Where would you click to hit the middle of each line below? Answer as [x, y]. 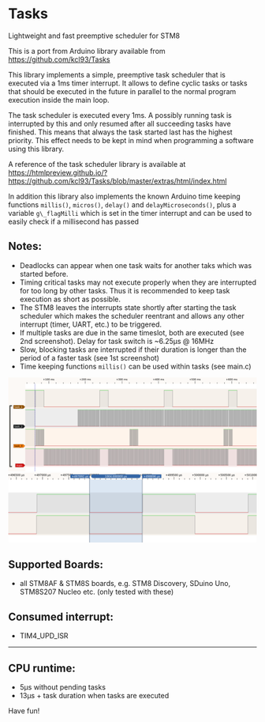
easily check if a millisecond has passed [74, 221]
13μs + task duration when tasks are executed [94, 695]
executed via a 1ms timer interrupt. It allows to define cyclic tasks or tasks [128, 83]
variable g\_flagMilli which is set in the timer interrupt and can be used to [130, 213]
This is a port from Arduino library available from [87, 51]
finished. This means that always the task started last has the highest [120, 132]
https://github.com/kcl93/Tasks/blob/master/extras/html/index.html [118, 181]
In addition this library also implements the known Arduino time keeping [124, 196]
